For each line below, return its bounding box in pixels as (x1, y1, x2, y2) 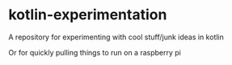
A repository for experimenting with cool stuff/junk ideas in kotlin (8, 32, 225, 42)
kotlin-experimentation (8, 6, 167, 24)
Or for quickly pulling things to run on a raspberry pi (8, 47, 182, 57)
